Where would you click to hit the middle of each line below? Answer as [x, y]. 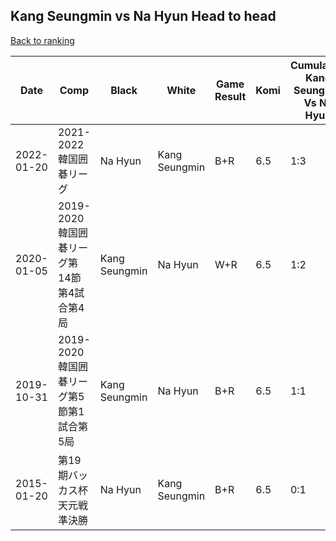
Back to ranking [42, 40]
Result [230, 96]
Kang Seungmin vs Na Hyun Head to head [143, 16]
